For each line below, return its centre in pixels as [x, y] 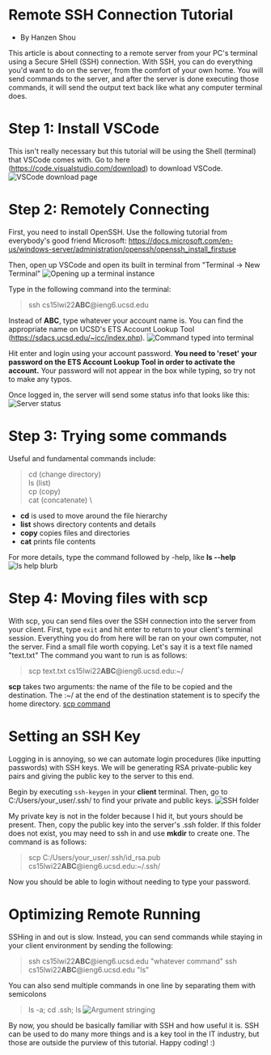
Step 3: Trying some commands [118, 436]
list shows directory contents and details [88, 524]
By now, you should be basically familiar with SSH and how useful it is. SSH [134, 1025]
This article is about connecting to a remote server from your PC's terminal [133, 53]
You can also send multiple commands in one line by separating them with [132, 985]
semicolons [28, 994]
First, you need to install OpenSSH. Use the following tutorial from [118, 231]
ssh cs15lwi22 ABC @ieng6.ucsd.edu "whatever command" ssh [132, 961]
